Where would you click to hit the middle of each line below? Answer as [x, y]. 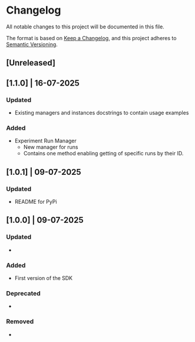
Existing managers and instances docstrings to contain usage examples [102, 113]
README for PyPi [36, 202]
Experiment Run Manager [45, 141]
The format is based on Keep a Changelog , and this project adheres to [91, 38]
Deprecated [24, 293]
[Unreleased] [31, 63]
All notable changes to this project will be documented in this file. [85, 27]
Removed [20, 321]
